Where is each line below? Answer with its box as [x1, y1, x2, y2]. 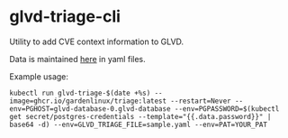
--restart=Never [170, 97, 231, 106]
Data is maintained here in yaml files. [9, 53, 146, 64]
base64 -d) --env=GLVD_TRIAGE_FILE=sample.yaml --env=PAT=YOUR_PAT [9, 120, 268, 129]
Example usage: [9, 70, 69, 82]
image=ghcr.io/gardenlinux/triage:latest [9, 97, 167, 106]
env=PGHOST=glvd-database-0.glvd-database [9, 104, 171, 114]
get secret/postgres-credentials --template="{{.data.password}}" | [9, 112, 272, 121]
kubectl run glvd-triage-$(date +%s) [9, 88, 151, 97]
